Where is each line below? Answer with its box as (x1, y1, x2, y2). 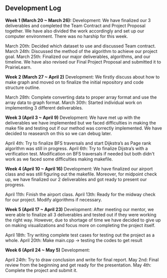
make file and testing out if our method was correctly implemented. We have (5, 125, 162, 131)
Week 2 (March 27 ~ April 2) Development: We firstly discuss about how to (5, 73, 160, 79)
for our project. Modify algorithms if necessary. (5, 196, 102, 202)
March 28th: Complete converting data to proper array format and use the (5, 94, 157, 100)
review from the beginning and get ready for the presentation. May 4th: (5, 262, 152, 268)
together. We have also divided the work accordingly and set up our (5, 27, 145, 34)
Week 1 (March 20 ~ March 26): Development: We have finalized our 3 (5, 17, 151, 23)
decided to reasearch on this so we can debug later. (5, 130, 112, 136)
